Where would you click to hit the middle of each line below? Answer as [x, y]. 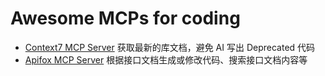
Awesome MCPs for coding [125, 18]
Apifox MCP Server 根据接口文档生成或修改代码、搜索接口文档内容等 [166, 59]
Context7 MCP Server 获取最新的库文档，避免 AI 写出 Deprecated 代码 [170, 47]
